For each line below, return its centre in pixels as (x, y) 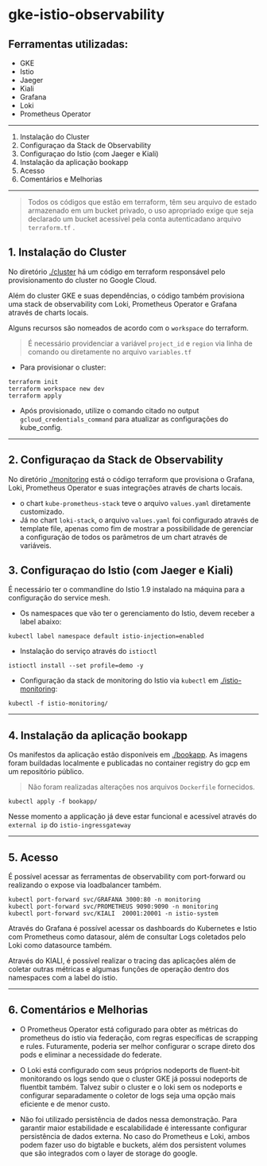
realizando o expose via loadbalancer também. (85, 885)
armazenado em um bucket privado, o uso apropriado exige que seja (141, 210)
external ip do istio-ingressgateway (70, 825)
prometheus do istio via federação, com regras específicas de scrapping (139, 1038)
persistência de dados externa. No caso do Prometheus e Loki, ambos (135, 1136)
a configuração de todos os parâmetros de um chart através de (124, 537)
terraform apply (35, 396)
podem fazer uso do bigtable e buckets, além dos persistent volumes (133, 1144)
